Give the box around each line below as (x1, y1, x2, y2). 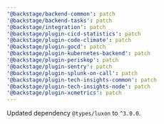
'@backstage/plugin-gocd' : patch (6, 43, 106, 50)
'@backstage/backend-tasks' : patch (6, 17, 113, 24)
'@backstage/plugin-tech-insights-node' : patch (6, 83, 151, 90)
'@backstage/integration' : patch (6, 23, 106, 30)
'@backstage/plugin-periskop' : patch (6, 57, 119, 64)
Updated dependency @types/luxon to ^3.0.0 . (6, 109, 141, 118)
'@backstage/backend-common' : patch (6, 10, 116, 18)
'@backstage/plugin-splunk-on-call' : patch (6, 69, 138, 77)
